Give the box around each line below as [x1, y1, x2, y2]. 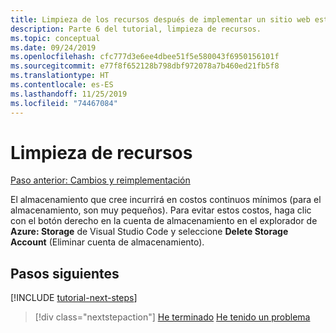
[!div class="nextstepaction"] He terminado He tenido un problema [34, 311, 311, 323]
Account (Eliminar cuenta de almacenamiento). [10, 236, 205, 248]
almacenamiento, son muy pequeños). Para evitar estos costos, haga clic [10, 204, 312, 216]
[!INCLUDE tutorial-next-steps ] [10, 292, 138, 304]
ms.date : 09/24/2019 [10, 42, 97, 53]
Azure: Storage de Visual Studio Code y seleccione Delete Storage [10, 226, 289, 238]
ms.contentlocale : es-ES [10, 80, 114, 90]
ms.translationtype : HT [10, 71, 110, 81]
